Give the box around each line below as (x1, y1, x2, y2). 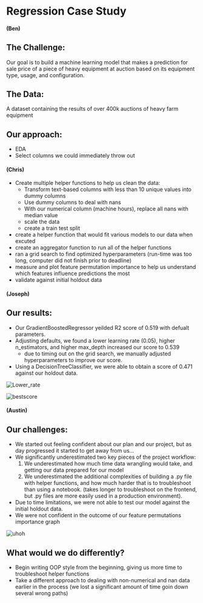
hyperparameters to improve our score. (24, 356, 122, 363)
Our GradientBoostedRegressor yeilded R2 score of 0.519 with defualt (15, 324, 190, 331)
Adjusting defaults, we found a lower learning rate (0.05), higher (15, 336, 176, 344)
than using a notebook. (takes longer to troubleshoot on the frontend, (24, 486, 198, 493)
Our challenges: (6, 424, 68, 434)
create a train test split (24, 225, 81, 232)
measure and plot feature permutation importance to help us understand (15, 263, 196, 271)
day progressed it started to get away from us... (15, 447, 135, 455)
